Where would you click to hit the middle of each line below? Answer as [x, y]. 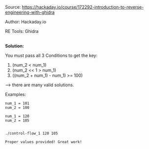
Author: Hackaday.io [26, 22]
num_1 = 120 [17, 116]
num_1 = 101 [17, 103]
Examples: [15, 94]
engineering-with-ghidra [30, 12]
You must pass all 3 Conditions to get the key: [51, 55]
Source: [13, 7]
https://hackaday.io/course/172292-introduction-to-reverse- [83, 7]
